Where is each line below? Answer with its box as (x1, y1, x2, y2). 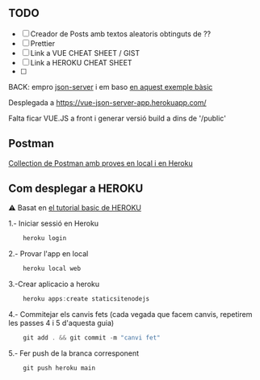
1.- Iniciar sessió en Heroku (8, 218, 99, 229)
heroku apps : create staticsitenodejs (23, 295, 150, 303)
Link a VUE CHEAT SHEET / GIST (30, 48, 140, 57)
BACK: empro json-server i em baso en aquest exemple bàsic (8, 82, 213, 91)
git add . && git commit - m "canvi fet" (23, 334, 161, 342)
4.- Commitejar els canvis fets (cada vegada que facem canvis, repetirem (8, 310, 253, 319)
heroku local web (23, 264, 82, 273)
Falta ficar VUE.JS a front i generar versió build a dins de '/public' (8, 113, 226, 123)
